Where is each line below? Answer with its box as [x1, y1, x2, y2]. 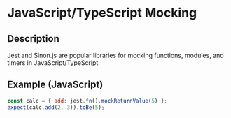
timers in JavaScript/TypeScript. [7, 59, 100, 67]
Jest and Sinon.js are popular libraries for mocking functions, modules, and [7, 51, 224, 59]
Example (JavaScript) [7, 79, 104, 91]
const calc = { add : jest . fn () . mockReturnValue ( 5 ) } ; [7, 97, 168, 104]
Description [7, 33, 59, 45]
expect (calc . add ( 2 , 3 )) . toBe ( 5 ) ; [7, 103, 105, 111]
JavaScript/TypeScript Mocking [7, 5, 197, 21]
